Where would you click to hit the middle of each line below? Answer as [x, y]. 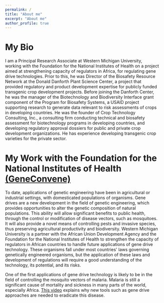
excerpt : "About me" [26, 19]
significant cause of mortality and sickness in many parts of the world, [76, 285]
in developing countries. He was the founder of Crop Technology [70, 113]
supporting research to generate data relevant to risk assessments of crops [81, 107]
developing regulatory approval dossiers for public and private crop [73, 128]
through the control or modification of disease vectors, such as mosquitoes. [81, 219]
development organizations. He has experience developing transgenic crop [81, 133]
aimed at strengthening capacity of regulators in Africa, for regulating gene [81, 71]
